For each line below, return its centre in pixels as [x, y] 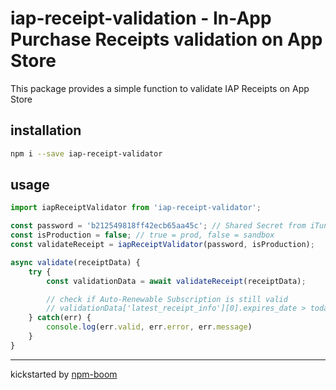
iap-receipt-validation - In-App [141, 18]
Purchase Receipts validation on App [166, 39]
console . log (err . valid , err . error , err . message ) [149, 327]
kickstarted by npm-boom [64, 374]
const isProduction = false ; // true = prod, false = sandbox [142, 235]
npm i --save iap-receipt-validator [86, 153]
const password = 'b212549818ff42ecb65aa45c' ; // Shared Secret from [158, 226]
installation [46, 130]
